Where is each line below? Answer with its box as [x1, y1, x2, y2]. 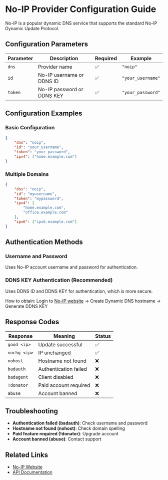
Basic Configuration [5, 124, 55, 131]
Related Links [5, 450, 48, 459]
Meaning [53, 332, 75, 339]
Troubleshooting [5, 407, 58, 415]
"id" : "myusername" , [14, 191, 57, 196]
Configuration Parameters [5, 40, 88, 49]
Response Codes [5, 318, 59, 326]
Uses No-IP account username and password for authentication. [5, 264, 138, 270]
